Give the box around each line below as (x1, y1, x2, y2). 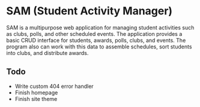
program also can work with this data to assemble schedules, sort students (6, 43, 192, 50)
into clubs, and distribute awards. (6, 49, 89, 56)
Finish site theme (14, 95, 58, 102)
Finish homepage (14, 88, 58, 96)
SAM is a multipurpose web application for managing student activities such (6, 24, 195, 31)
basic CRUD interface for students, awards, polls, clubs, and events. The (6, 36, 186, 44)
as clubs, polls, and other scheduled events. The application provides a (6, 30, 183, 37)
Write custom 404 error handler (14, 82, 94, 90)
